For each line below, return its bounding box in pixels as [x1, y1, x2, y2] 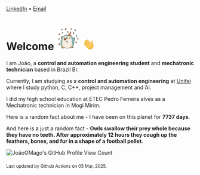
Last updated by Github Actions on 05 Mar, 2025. [6, 163, 107, 169]
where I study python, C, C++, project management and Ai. [6, 84, 152, 91]
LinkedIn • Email [6, 5, 47, 12]
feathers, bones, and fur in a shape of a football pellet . [6, 137, 143, 145]
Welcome [6, 40, 54, 53]
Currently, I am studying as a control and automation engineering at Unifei [6, 77, 191, 84]
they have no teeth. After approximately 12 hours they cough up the [6, 131, 177, 138]
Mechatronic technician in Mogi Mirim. [6, 102, 101, 109]
